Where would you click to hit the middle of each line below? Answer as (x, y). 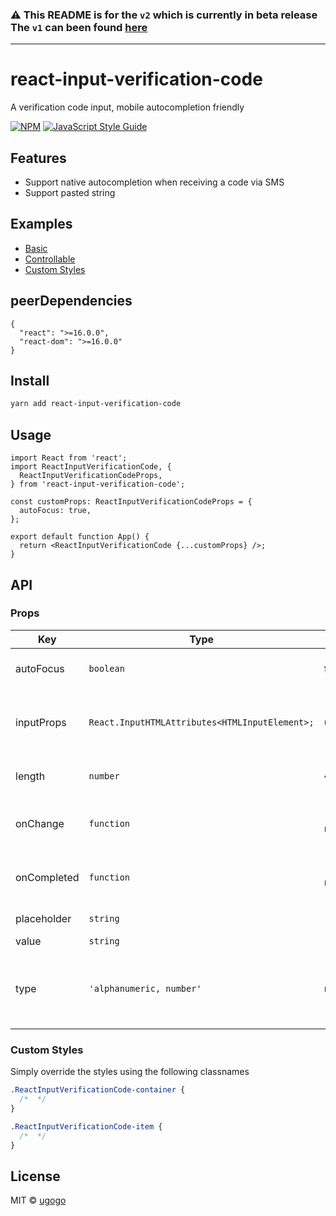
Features (38, 158)
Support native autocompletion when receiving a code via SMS (154, 182)
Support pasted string (70, 193)
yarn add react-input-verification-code (96, 404)
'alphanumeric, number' (145, 988)
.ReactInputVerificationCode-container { (98, 1090)
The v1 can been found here (79, 27)
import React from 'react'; (69, 458)
